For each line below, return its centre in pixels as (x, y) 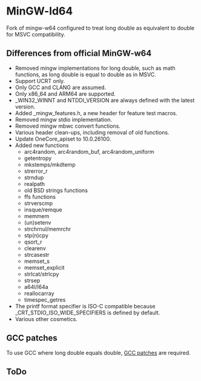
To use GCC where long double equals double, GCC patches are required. (98, 353)
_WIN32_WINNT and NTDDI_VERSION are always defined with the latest (105, 100)
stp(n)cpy (36, 235)
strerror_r (36, 171)
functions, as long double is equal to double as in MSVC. (85, 75)
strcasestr (37, 254)
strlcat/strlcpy (41, 274)
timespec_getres (45, 300)
